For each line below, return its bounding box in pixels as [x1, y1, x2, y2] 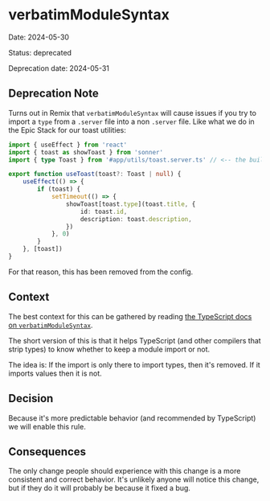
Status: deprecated [8, 47, 72, 57]
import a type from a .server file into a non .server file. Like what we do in [8, 117, 255, 126]
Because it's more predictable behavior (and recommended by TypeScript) [8, 413, 256, 423]
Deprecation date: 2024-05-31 [8, 63, 110, 73]
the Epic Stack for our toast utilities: [8, 125, 126, 134]
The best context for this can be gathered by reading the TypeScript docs [8, 311, 252, 321]
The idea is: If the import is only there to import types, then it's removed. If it [8, 359, 261, 369]
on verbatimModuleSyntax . [8, 320, 93, 330]
